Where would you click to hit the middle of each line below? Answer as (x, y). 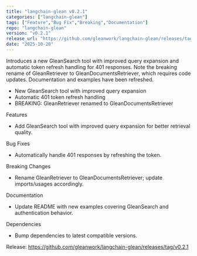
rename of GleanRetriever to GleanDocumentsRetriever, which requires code (98, 73)
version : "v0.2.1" (28, 33)
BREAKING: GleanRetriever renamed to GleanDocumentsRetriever (94, 103)
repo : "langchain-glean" (36, 28)
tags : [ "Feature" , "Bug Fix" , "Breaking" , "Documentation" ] (77, 22)
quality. (23, 132)
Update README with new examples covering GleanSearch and (91, 206)
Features (17, 114)
